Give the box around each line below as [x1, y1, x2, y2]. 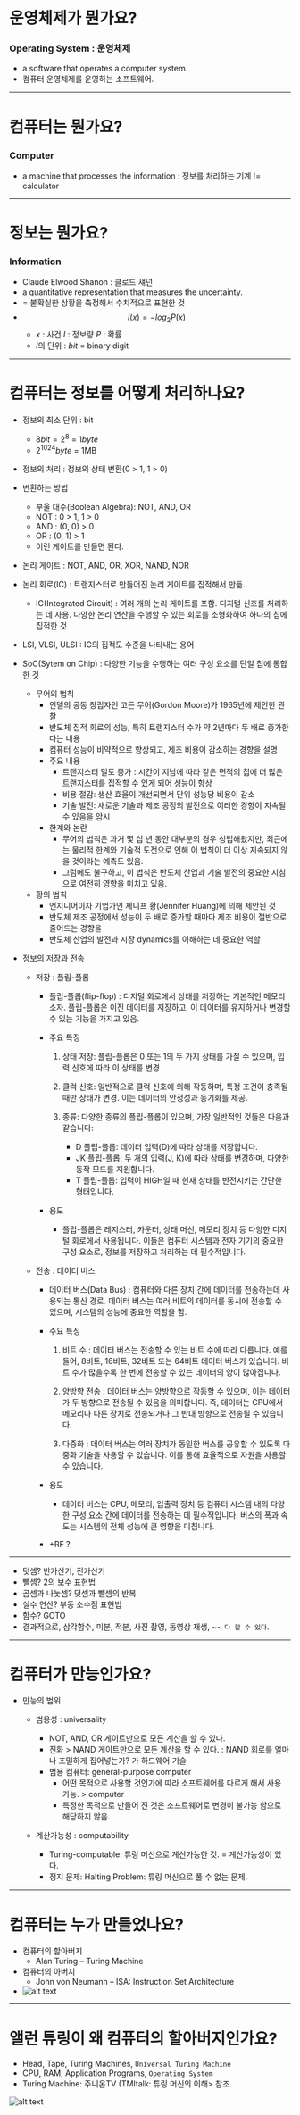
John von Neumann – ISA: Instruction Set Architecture [35, 1977, 235, 1987]
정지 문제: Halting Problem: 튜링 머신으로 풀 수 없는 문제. [48, 1871, 248, 1882]
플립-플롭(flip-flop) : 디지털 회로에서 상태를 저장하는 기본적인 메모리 [48, 990, 286, 1001]
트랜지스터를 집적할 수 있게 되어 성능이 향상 [62, 778, 212, 788]
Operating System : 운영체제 [9, 42, 131, 54]
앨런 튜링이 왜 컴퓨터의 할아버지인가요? [9, 2028, 279, 2049]
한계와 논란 [48, 822, 87, 833]
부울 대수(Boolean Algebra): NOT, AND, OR [35, 501, 192, 512]
